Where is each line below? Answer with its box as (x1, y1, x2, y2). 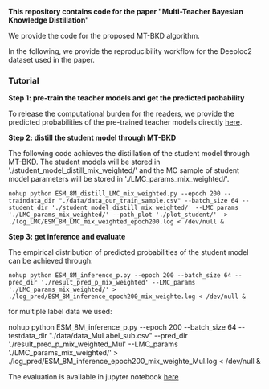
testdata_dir (8, 331, 47, 341)
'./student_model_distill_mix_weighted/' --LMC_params (51, 204, 239, 212)
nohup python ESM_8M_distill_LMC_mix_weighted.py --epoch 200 (8, 190, 221, 198)
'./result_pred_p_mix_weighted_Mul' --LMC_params (8, 339, 178, 349)
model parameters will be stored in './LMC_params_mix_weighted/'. (8, 174, 230, 184)
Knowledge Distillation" (8, 15, 90, 25)
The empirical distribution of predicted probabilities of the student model (8, 248, 249, 257)
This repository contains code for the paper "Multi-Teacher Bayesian (8, 7, 243, 16)
